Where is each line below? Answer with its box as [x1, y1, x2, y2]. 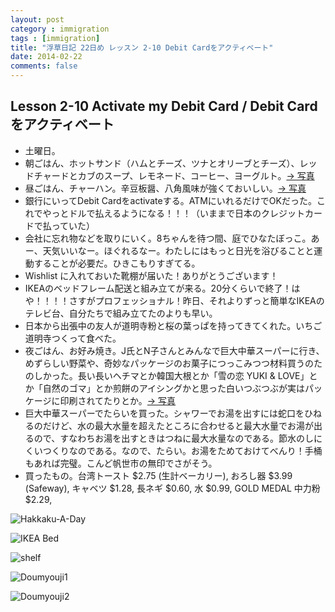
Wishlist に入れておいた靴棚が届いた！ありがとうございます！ [24, 269, 279, 281]
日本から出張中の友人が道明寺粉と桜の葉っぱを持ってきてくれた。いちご [24, 319, 323, 331]
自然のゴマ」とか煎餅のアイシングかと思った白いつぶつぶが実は [42, 382, 306, 394]
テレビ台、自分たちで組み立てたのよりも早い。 [24, 307, 218, 319]
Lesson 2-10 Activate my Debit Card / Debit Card [10, 98, 318, 115]
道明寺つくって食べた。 [24, 332, 122, 344]
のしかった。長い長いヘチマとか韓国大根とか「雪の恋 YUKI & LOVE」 [24, 369, 310, 381]
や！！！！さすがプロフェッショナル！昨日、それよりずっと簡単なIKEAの [24, 294, 325, 306]
